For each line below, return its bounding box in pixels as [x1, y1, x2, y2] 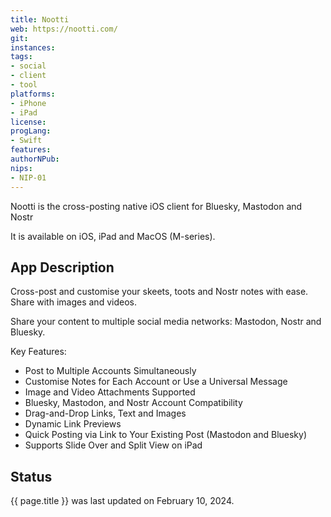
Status [10, 468, 53, 485]
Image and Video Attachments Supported [24, 386, 196, 398]
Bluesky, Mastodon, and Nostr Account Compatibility [24, 397, 243, 409]
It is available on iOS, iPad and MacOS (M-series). [10, 230, 216, 242]
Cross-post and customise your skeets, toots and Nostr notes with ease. [10, 286, 309, 298]
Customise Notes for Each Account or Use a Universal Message [24, 376, 288, 388]
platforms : [10, 89, 56, 99]
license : [10, 117, 47, 127]
